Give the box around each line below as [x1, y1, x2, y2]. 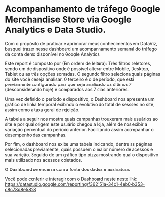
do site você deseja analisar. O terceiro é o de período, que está [5, 76, 135, 82]
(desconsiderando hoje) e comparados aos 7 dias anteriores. [5, 86, 129, 92]
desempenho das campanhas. [5, 132, 66, 138]
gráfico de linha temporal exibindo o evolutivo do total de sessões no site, [5, 101, 155, 107]
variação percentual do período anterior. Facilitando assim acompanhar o [5, 126, 154, 132]
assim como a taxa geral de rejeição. [5, 107, 80, 113]
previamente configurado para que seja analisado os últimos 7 [5, 81, 132, 87]
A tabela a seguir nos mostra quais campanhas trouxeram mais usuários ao [5, 116, 158, 122]
